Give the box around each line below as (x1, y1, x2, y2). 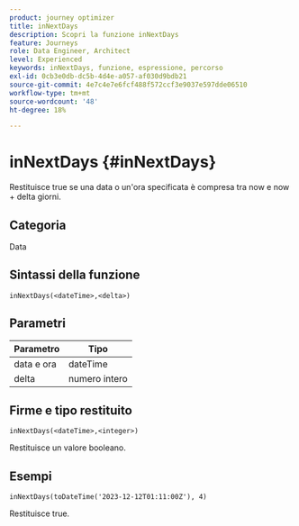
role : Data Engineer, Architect (9, 47, 131, 56)
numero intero (68, 372, 128, 385)
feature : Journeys (9, 38, 78, 48)
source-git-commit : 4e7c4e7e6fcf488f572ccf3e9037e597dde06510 (9, 80, 248, 89)
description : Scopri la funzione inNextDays (9, 30, 179, 39)
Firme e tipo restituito (9, 403, 132, 419)
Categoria (9, 217, 67, 232)
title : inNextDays (9, 22, 78, 31)
